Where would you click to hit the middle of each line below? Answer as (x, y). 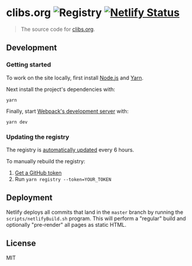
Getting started (29, 65)
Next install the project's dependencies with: (61, 89)
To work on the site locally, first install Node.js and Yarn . (75, 78)
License (21, 243)
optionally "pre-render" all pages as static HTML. (66, 224)
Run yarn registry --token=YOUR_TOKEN (63, 179)
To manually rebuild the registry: (46, 161)
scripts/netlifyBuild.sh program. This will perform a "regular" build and (96, 218)
